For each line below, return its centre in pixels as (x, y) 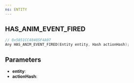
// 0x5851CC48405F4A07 (28, 40)
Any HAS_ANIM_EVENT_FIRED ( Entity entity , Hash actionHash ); (67, 45)
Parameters (23, 60)
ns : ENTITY (16, 9)
